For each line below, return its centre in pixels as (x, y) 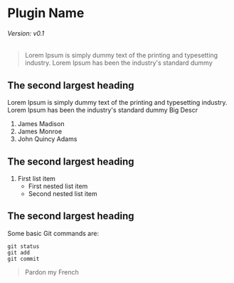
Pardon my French (52, 272)
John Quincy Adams (47, 139)
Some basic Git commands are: (53, 233)
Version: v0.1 (26, 33)
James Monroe (40, 132)
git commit (23, 259)
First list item (36, 179)
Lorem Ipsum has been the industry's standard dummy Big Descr (102, 110)
